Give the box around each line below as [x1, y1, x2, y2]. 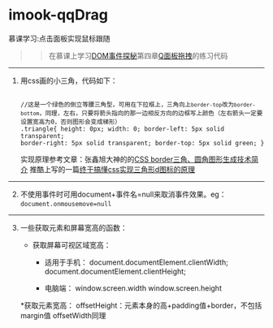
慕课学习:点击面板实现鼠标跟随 [8, 33, 111, 43]
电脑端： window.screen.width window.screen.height [44, 283, 222, 293]
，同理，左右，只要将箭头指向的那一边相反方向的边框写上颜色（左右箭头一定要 [39, 109, 263, 117]
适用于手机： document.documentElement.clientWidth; [44, 257, 229, 267]
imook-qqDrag [8, 6, 108, 24]
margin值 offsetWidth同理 [19, 310, 106, 320]
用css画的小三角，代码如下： [19, 76, 118, 85]
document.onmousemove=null [19, 200, 112, 208]
